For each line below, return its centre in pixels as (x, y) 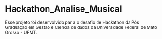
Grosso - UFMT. (21, 32)
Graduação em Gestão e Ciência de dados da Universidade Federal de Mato (81, 27)
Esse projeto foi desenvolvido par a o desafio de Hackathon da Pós (72, 22)
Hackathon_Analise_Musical (64, 9)
